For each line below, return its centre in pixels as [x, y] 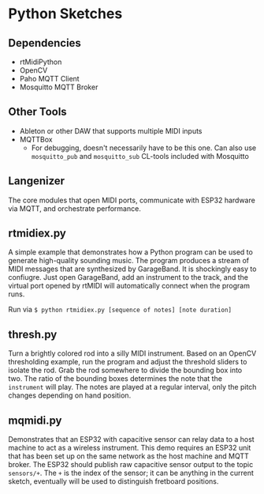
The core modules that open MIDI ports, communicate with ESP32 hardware [132, 200]
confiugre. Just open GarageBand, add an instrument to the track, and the [128, 277]
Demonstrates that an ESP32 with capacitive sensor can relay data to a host [131, 439]
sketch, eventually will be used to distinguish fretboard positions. [113, 481]
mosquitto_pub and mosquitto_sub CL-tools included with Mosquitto [140, 156]
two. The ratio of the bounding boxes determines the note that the [115, 379]
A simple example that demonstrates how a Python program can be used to [131, 252]
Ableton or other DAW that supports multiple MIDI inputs [111, 130]
